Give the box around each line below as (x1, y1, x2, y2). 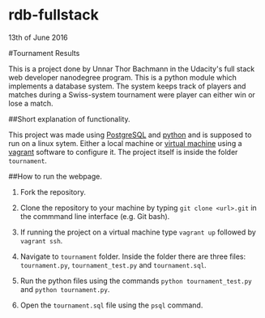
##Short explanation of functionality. (8, 114, 131, 123)
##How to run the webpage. (8, 171, 103, 181)
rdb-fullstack (8, 6, 99, 24)
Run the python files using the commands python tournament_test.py (19, 276, 253, 286)
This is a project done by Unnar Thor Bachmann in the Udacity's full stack (8, 63, 255, 74)
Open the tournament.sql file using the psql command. (19, 300, 203, 310)
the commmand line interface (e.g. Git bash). (19, 211, 170, 221)
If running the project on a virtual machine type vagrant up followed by (19, 227, 257, 237)
